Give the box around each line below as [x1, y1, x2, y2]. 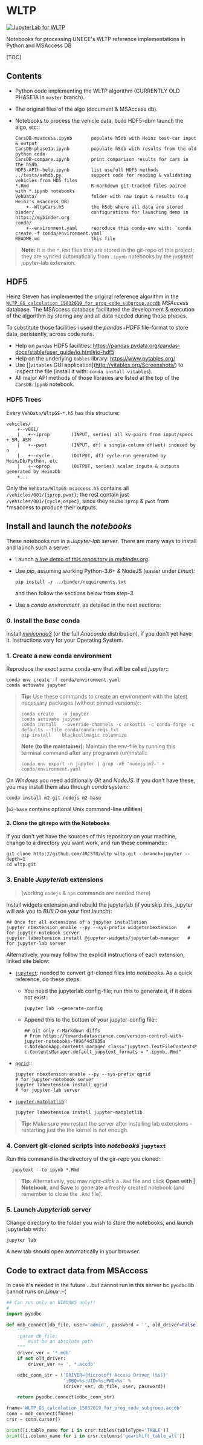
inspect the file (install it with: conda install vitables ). [14, 367, 153, 375]
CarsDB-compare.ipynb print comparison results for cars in [14, 156, 188, 162]
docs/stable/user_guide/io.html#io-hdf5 [14, 348, 115, 356]
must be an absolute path [28, 1339, 94, 1345]
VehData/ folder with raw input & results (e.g [14, 193, 188, 200]
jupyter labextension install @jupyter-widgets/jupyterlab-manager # [6, 935, 190, 941]
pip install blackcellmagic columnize [21, 732, 127, 739]
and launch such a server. [6, 544, 71, 551]
